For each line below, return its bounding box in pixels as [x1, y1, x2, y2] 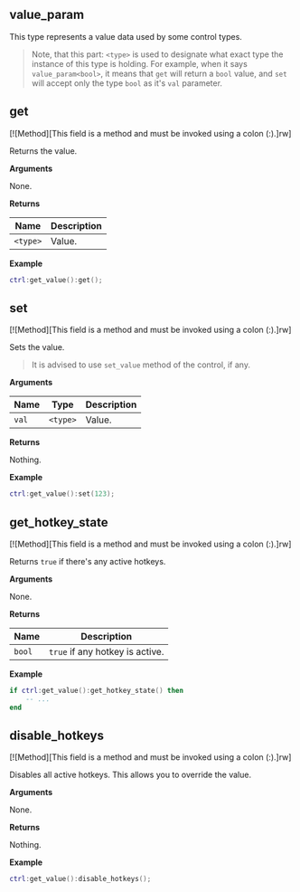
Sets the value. [9, 342, 65, 353]
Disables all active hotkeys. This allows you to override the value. [9, 769, 251, 781]
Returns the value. [9, 145, 78, 157]
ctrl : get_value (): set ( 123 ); [9, 489, 116, 498]
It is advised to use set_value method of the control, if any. [31, 359, 251, 370]
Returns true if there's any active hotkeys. [9, 556, 166, 566]
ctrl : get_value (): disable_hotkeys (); [9, 875, 152, 884]
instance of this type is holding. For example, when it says [31, 58, 248, 69]
